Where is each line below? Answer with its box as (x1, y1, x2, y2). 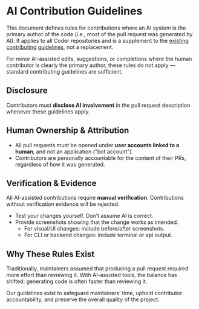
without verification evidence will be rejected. (6, 200, 120, 208)
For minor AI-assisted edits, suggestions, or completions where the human (6, 55, 192, 62)
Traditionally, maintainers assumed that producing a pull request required (6, 265, 189, 272)
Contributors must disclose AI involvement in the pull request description (6, 101, 191, 109)
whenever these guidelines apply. (6, 107, 90, 115)
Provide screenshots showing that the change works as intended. (15, 218, 178, 226)
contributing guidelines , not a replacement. (6, 43, 114, 51)
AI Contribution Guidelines (6, 4, 143, 18)
